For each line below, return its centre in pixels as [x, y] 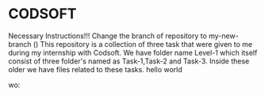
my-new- [224, 36]
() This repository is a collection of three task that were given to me [142, 44]
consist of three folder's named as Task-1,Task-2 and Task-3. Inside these [129, 61]
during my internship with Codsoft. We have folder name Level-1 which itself [133, 52]
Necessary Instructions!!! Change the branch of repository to [108, 36]
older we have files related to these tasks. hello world [95, 69]
